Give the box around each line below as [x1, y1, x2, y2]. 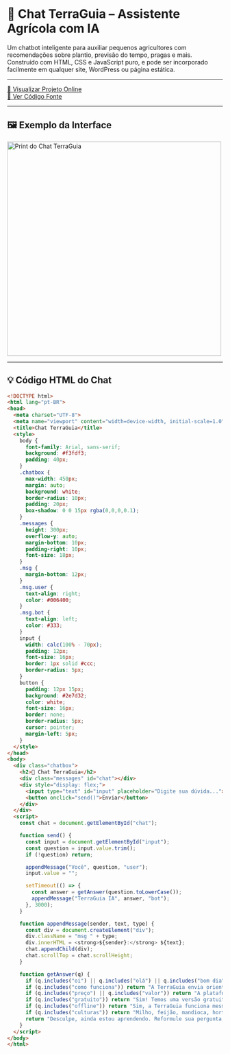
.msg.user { [19, 584, 53, 590]
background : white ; [25, 488, 81, 495]
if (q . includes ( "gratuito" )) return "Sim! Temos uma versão [25, 996, 201, 1003]
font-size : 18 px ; [25, 552, 75, 559]
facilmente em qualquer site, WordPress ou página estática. [7, 65, 176, 73]
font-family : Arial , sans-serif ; [25, 444, 121, 451]
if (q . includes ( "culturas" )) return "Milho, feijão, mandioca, [25, 1009, 210, 1016]
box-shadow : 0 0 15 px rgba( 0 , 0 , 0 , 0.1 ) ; [25, 507, 140, 514]
